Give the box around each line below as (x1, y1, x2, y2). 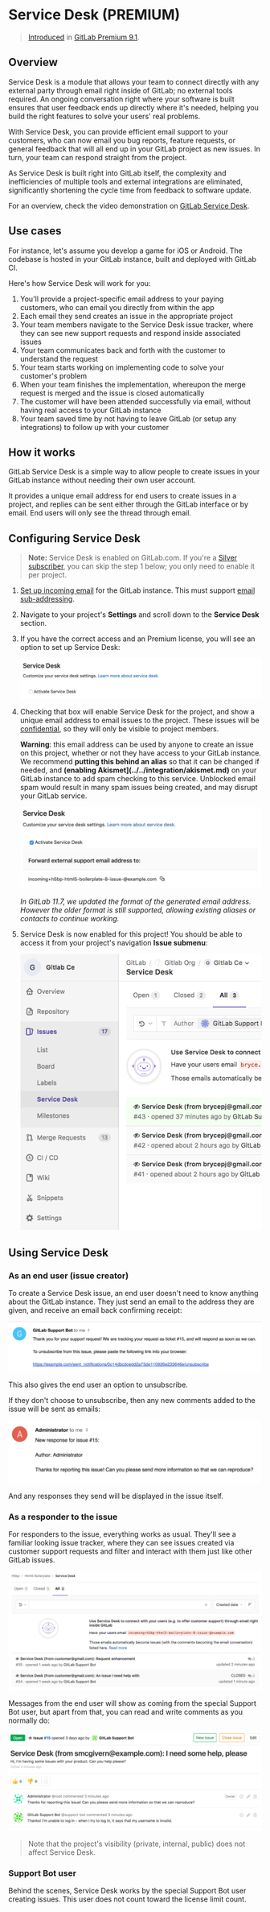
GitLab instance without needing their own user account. (8, 475, 196, 485)
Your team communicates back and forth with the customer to (19, 345, 226, 355)
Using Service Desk (8, 1246, 109, 1260)
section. (19, 619, 47, 628)
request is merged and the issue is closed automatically (19, 388, 205, 398)
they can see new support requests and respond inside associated (19, 328, 241, 337)
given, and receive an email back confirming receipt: (8, 1306, 182, 1315)
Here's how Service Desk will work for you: (8, 278, 151, 288)
